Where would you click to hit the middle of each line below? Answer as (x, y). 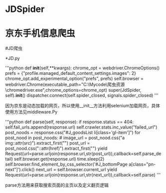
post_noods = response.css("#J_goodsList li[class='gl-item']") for (73, 133)
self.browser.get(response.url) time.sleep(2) (59, 159)
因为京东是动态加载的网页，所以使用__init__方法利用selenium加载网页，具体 (83, 106)
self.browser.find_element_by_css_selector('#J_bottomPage (67, 164)
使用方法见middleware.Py (31, 112)
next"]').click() (20, 170)
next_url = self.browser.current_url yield (76, 170)
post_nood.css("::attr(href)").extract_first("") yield (56, 149)
